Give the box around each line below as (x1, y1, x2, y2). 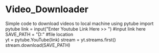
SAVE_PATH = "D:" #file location (5, 31, 74, 37)
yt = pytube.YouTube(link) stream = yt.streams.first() (5, 37, 116, 43)
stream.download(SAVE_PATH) (5, 42, 71, 48)
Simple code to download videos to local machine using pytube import (5, 20, 154, 26)
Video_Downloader (5, 4, 88, 15)
